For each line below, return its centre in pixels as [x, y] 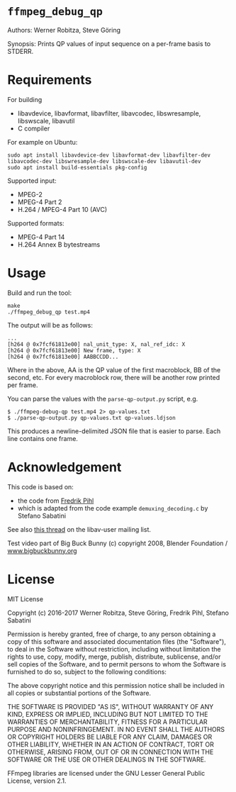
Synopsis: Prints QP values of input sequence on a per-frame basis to [109, 43]
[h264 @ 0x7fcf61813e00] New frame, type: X [74, 350]
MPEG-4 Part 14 [41, 237]
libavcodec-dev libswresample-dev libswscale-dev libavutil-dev [104, 161]
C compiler [34, 128]
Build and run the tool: [40, 293]
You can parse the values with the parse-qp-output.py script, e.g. [103, 398]
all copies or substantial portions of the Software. [79, 693]
